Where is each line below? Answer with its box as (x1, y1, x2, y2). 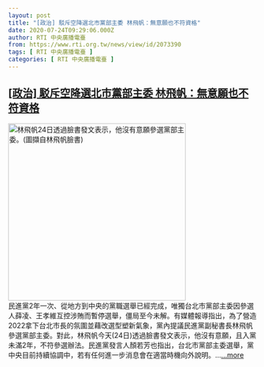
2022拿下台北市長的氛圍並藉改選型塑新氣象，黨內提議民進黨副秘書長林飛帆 (8, 321, 254, 330)
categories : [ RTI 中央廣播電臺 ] (8, 56, 114, 64)
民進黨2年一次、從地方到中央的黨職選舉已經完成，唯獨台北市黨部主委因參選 (8, 301, 255, 310)
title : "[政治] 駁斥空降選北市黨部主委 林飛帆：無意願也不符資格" (8, 19, 201, 27)
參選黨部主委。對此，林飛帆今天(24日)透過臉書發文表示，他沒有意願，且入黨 (8, 330, 257, 339)
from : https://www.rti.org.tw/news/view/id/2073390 (8, 41, 181, 49)
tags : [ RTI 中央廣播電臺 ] (8, 48, 93, 56)
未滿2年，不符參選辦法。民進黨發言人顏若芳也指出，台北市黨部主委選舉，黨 (8, 340, 255, 350)
